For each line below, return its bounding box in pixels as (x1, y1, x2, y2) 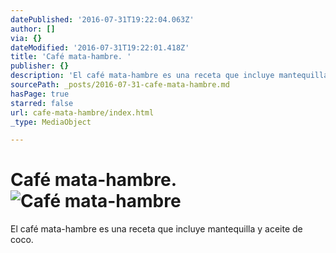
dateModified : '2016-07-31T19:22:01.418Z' (10, 42, 190, 53)
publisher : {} (10, 61, 70, 71)
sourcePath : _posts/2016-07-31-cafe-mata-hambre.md (10, 80, 230, 90)
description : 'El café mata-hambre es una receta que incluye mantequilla (10, 71, 329, 81)
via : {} (10, 33, 43, 43)
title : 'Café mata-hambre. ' (10, 52, 132, 62)
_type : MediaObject (10, 117, 92, 127)
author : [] (10, 24, 56, 34)
